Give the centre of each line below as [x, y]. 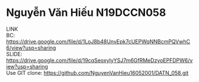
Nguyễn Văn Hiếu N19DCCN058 [86, 13]
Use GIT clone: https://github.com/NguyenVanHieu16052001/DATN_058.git [97, 73]
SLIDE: [14, 54]
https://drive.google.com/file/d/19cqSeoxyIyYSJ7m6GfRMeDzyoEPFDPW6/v [99, 60]
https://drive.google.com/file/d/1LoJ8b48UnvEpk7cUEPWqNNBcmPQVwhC [98, 41]
